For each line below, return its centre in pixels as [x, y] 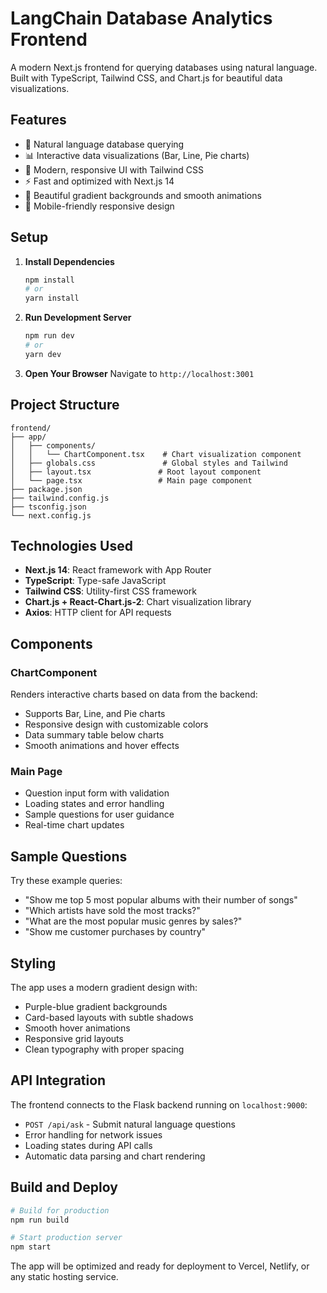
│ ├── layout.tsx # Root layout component [136, 472]
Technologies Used [71, 546]
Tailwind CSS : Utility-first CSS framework [110, 591]
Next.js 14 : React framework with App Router [118, 570]
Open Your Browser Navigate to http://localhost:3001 [139, 373]
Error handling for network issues [93, 1134]
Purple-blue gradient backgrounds [96, 1007]
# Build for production [60, 1210]
